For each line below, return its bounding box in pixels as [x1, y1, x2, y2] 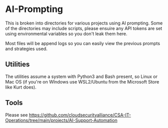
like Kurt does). [5, 84, 37, 90]
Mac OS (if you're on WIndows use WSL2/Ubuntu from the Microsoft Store [5, 78, 159, 84]
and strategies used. [5, 45, 48, 51]
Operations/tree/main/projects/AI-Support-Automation [5, 117, 118, 123]
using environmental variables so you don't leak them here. [5, 30, 128, 36]
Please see [5, 111, 28, 118]
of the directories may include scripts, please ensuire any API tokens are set [5, 25, 162, 31]
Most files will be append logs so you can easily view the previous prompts [5, 40, 160, 46]
